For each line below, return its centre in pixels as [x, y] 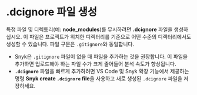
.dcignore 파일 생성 [52, 12]
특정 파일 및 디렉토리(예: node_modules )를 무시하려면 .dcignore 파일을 [89, 29]
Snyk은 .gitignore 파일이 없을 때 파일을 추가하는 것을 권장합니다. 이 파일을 [101, 56]
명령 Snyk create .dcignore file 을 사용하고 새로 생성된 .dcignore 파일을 [98, 78]
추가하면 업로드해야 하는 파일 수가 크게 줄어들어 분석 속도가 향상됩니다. [95, 64]
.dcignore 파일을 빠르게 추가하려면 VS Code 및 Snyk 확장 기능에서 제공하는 [102, 71]
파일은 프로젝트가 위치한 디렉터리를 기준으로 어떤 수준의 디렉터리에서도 [110, 36]
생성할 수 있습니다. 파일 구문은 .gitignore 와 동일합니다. [70, 44]
